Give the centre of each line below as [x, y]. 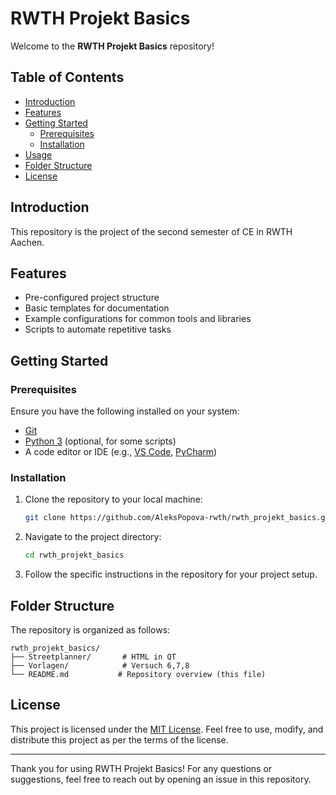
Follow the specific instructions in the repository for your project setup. [171, 574]
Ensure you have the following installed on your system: [125, 411]
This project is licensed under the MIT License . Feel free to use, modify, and [167, 729]
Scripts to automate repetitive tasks [98, 329]
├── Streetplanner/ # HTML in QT [93, 657]
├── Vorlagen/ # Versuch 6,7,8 [100, 665]
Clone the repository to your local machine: [113, 499]
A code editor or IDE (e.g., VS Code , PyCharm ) [121, 452]
